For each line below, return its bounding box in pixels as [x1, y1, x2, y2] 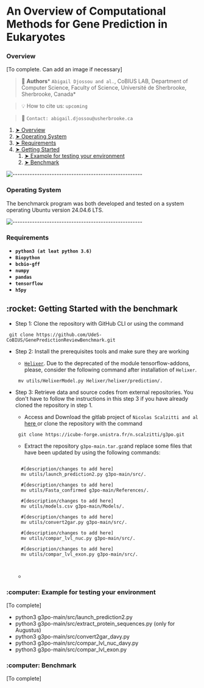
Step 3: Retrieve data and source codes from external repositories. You [15, 389, 194, 396]
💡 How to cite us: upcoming [21, 102, 88, 110]
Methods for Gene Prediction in [6, 17, 168, 31]
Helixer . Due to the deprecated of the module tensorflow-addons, [24, 359, 191, 367]
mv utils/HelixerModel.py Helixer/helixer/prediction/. [18, 378, 163, 384]
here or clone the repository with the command [24, 420, 143, 427]
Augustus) [15, 626, 41, 634]
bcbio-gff [15, 261, 41, 268]
